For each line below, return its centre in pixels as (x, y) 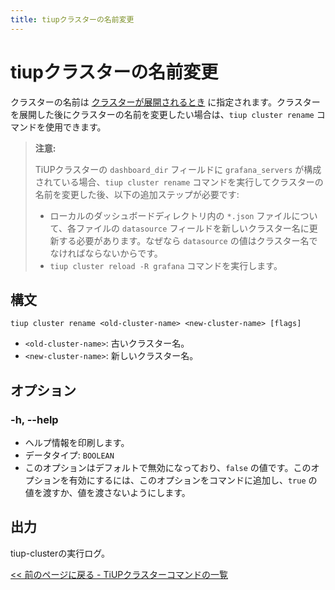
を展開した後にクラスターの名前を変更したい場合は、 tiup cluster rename (162, 114)
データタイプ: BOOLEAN (69, 455)
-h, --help (34, 419)
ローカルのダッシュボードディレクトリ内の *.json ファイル (170, 215)
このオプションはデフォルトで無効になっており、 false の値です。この (168, 468)
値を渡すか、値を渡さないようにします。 (107, 493)
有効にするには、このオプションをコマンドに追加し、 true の (193, 480)
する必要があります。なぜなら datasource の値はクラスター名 (184, 240)
